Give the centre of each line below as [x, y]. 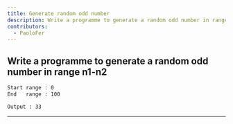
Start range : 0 [31, 88]
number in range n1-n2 [57, 72]
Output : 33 [24, 107]
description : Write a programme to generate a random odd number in [108, 20]
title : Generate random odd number [59, 14]
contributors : [28, 26]
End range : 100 [34, 94]
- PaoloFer [29, 33]
